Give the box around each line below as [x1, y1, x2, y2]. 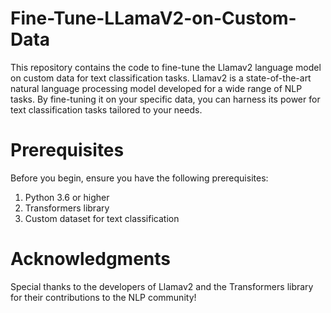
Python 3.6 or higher [24, 191, 110, 203]
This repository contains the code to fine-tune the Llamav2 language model [10, 61, 322, 73]
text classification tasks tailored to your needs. [10, 103, 203, 116]
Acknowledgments [10, 248, 172, 271]
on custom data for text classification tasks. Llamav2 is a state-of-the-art [10, 72, 312, 84]
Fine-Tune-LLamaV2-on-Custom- [10, 7, 297, 30]
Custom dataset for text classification [24, 212, 180, 224]
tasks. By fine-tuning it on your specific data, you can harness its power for [10, 93, 321, 105]
